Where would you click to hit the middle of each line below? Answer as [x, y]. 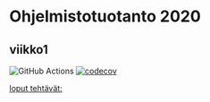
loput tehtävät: [36, 88]
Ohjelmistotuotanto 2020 [105, 17]
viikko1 [29, 50]
